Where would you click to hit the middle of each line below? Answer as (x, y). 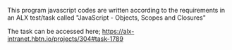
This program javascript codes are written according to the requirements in (116, 10)
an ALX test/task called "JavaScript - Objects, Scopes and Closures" (106, 18)
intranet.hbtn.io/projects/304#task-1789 (65, 39)
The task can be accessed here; (54, 31)
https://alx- (118, 31)
